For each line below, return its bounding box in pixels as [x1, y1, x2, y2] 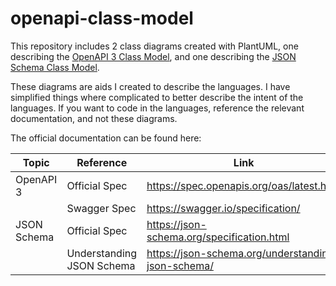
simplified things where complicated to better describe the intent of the [10, 91, 304, 103]
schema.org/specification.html [146, 230, 290, 244]
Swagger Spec [66, 201, 137, 215]
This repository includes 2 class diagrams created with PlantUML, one [10, 40, 299, 52]
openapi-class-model [10, 7, 194, 30]
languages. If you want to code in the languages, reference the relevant [10, 102, 305, 114]
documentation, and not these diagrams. [10, 112, 178, 124]
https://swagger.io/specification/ [146, 201, 301, 215]
